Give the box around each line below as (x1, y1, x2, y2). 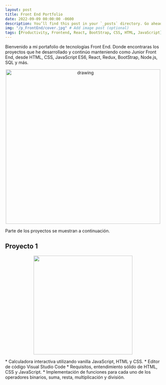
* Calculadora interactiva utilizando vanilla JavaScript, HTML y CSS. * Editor (5, 358, 160, 364)
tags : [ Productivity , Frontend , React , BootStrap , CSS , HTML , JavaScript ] (5, 30, 163, 35)
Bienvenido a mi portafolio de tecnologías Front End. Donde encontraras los (5, 44, 159, 49)
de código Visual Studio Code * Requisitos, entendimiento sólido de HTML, (5, 364, 158, 370)
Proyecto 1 (5, 242, 38, 251)
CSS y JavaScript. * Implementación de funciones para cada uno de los (5, 369, 151, 375)
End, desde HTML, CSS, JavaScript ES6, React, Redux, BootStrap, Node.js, (5, 54, 158, 60)
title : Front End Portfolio (5, 12, 63, 17)
